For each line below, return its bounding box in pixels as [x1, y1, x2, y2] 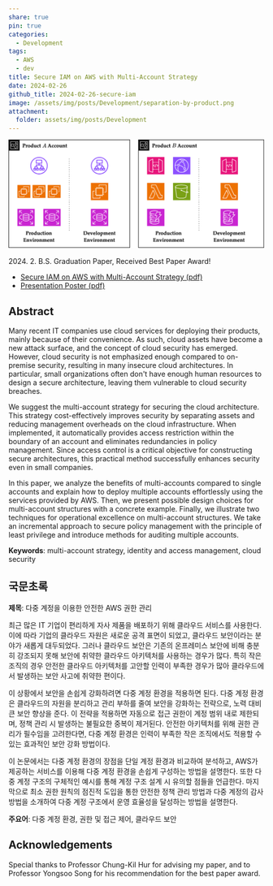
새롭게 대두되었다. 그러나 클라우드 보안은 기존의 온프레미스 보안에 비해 [23, 640, 245, 650]
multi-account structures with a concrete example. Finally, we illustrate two [8, 504, 260, 514]
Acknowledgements [8, 838, 113, 852]
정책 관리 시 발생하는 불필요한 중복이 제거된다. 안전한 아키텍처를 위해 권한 [19, 719, 251, 728]
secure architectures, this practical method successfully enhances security [8, 454, 260, 464]
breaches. [8, 387, 42, 396]
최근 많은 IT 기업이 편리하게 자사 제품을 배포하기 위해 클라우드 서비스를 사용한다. [8, 620, 262, 629]
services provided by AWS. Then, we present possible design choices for [8, 495, 254, 505]
